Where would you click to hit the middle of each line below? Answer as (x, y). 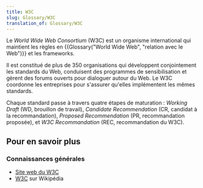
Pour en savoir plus (43, 141)
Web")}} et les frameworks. (40, 54)
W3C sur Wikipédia (39, 179)
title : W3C (20, 12)
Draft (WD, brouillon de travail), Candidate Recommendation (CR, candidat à (102, 110)
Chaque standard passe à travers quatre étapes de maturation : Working (97, 103)
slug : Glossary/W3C (31, 18)
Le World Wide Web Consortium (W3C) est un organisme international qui (99, 41)
